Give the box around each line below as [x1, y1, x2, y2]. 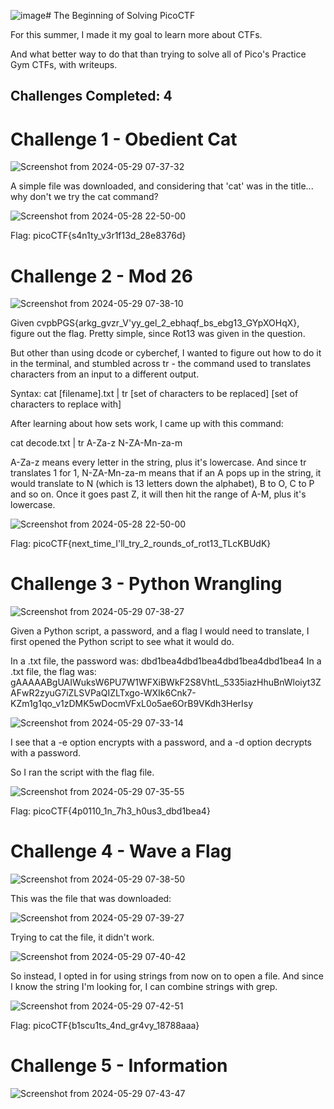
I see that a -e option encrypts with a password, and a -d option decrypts [10, 736, 312, 749]
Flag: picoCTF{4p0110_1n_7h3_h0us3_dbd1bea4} [10, 805, 211, 817]
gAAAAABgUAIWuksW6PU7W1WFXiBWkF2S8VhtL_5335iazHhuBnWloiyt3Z [10, 676, 322, 689]
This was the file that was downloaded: [10, 893, 172, 905]
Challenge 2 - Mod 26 [10, 265, 194, 287]
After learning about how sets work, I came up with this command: [10, 418, 284, 430]
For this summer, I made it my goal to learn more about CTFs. [10, 29, 263, 40]
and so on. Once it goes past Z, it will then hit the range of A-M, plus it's [10, 488, 307, 500]
